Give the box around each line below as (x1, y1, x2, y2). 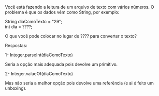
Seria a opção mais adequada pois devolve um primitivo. (5, 62, 118, 67)
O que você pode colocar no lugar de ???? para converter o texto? (5, 33, 137, 39)
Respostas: (5, 43, 28, 48)
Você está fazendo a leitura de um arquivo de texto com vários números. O (5, 4, 154, 10)
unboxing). (5, 85, 27, 91)
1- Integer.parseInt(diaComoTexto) (5, 52, 73, 58)
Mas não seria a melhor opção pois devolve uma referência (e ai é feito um (5, 80, 154, 86)
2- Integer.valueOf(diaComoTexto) (5, 71, 73, 77)
